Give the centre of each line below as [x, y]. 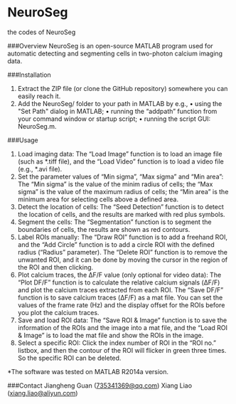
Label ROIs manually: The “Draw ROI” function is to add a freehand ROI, [122, 237]
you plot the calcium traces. [58, 312]
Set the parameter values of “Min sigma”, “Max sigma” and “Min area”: [120, 176]
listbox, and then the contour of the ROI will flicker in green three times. [122, 350]
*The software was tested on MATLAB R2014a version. [88, 371]
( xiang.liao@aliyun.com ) [43, 393]
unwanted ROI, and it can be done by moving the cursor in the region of [123, 260]
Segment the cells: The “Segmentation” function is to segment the [114, 222]
